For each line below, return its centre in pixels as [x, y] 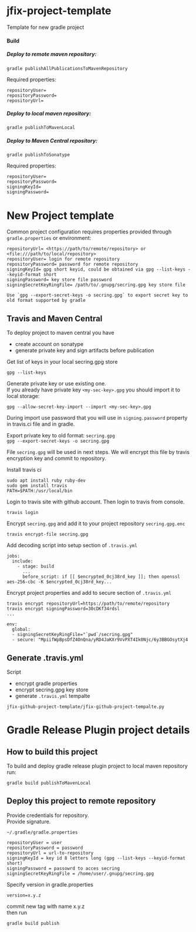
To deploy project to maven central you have [61, 333]
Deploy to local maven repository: [49, 114]
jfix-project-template [59, 11]
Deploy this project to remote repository [81, 801]
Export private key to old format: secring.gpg [61, 436]
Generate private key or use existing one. [56, 384]
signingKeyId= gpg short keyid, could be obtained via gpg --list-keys [96, 269]
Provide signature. [29, 821]
